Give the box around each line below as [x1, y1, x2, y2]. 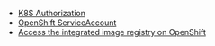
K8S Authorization [17, 8, 86, 18]
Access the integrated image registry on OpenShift [17, 27, 207, 37]
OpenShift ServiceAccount [17, 17, 117, 28]
